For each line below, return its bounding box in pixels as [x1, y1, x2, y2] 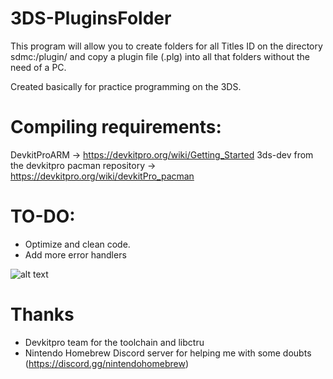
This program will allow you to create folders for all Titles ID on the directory [10, 40, 323, 52]
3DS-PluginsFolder [10, 7, 172, 30]
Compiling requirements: [10, 116, 222, 139]
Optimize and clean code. [24, 238, 131, 250]
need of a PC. [10, 61, 67, 73]
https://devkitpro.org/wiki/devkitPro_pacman [10, 170, 195, 182]
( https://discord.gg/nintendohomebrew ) [24, 357, 189, 369]
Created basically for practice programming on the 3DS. [10, 80, 242, 92]
